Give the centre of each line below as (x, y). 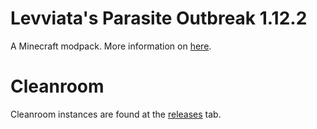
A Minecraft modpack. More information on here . (111, 46)
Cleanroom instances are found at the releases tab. (116, 114)
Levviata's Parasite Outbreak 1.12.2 (159, 18)
